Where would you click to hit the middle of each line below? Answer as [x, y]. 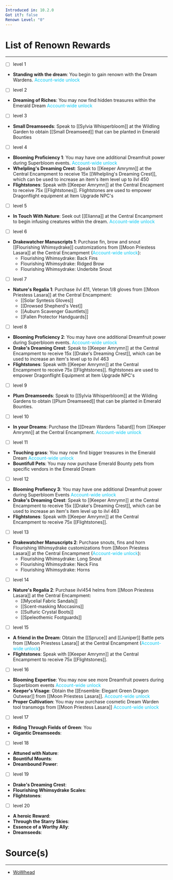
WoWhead [24, 872]
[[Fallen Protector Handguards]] [54, 317]
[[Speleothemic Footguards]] [51, 617]
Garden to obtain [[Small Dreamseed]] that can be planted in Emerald [86, 131]
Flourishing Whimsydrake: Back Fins [59, 258]
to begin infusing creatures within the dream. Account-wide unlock [84, 221]
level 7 [20, 279]
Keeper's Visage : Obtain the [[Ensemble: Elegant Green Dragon [81, 691]
